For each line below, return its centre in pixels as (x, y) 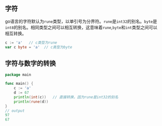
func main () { (19, 84)
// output (15, 110)
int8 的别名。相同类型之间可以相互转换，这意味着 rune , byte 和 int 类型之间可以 (81, 27)
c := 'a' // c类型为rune (31, 43)
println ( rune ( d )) (31, 102)
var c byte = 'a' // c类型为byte (39, 47)
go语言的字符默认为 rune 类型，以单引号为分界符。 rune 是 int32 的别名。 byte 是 (81, 21)
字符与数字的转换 (30, 63)
